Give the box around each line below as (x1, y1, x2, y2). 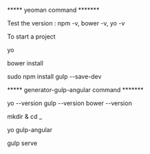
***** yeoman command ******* (7, 6, 100, 14)
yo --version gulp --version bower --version (7, 99, 132, 107)
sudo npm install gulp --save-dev (7, 72, 102, 80)
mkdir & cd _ (7, 113, 43, 120)
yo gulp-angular (7, 126, 53, 133)
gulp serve (7, 139, 38, 147)
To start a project (7, 32, 56, 41)
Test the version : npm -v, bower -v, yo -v (7, 19, 125, 27)
